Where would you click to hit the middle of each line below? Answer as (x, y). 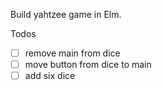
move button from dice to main (88, 65)
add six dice (50, 76)
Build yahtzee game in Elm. (66, 14)
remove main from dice (72, 53)
